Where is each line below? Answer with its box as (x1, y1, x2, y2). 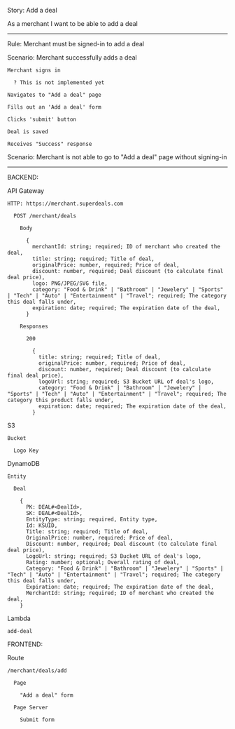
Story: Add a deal (7, 6, 57, 14)
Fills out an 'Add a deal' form (7, 104, 101, 111)
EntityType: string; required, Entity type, (25, 516, 158, 523)
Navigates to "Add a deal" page (7, 91, 101, 98)
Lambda (7, 614, 31, 622)
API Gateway (7, 187, 44, 195)
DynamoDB (7, 460, 41, 467)
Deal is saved (7, 128, 49, 135)
